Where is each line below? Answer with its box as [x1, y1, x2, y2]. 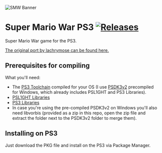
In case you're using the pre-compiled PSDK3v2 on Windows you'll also [12, 105, 158, 110]
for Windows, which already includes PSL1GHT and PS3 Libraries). [12, 89, 147, 95]
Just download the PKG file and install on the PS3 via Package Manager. [5, 142, 151, 148]
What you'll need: [5, 74, 41, 80]
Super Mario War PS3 [5, 22, 94, 33]
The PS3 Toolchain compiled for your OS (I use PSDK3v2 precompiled [12, 84, 154, 90]
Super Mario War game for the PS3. [5, 38, 77, 44]
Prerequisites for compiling [5, 62, 90, 70]
